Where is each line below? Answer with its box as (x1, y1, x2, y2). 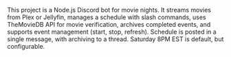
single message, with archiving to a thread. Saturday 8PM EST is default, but (7, 35, 224, 43)
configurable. (7, 43, 45, 50)
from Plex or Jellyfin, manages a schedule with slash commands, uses (7, 13, 206, 21)
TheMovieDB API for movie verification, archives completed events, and (7, 21, 211, 28)
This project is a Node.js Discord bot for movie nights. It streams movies (7, 6, 212, 14)
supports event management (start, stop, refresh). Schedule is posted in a (7, 27, 217, 36)
